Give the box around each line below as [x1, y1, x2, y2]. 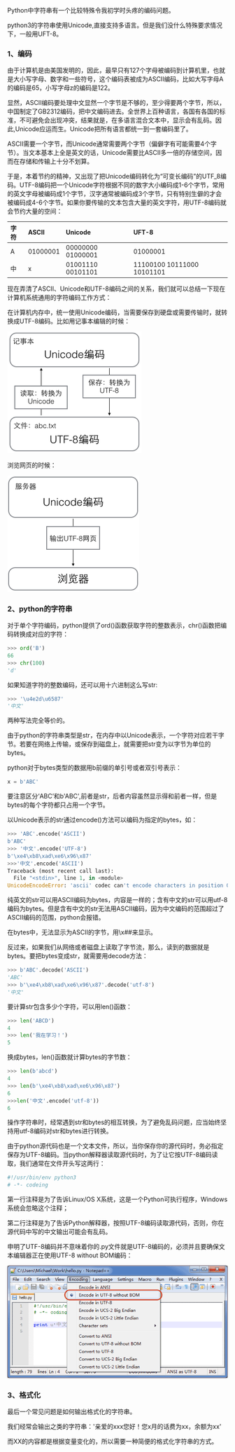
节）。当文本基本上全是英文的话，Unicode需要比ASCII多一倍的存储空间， [7, 148, 216, 157]
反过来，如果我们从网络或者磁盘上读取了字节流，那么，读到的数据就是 [7, 943, 210, 951]
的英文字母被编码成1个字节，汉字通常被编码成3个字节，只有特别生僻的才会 [7, 190, 222, 198]
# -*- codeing [7, 1182, 49, 1189]
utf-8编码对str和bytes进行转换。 [19, 1127, 113, 1135]
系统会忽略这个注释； [7, 1204, 69, 1212]
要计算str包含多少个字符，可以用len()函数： [7, 1002, 133, 1011]
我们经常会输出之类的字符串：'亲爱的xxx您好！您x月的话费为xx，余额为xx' [7, 1423, 222, 1431]
